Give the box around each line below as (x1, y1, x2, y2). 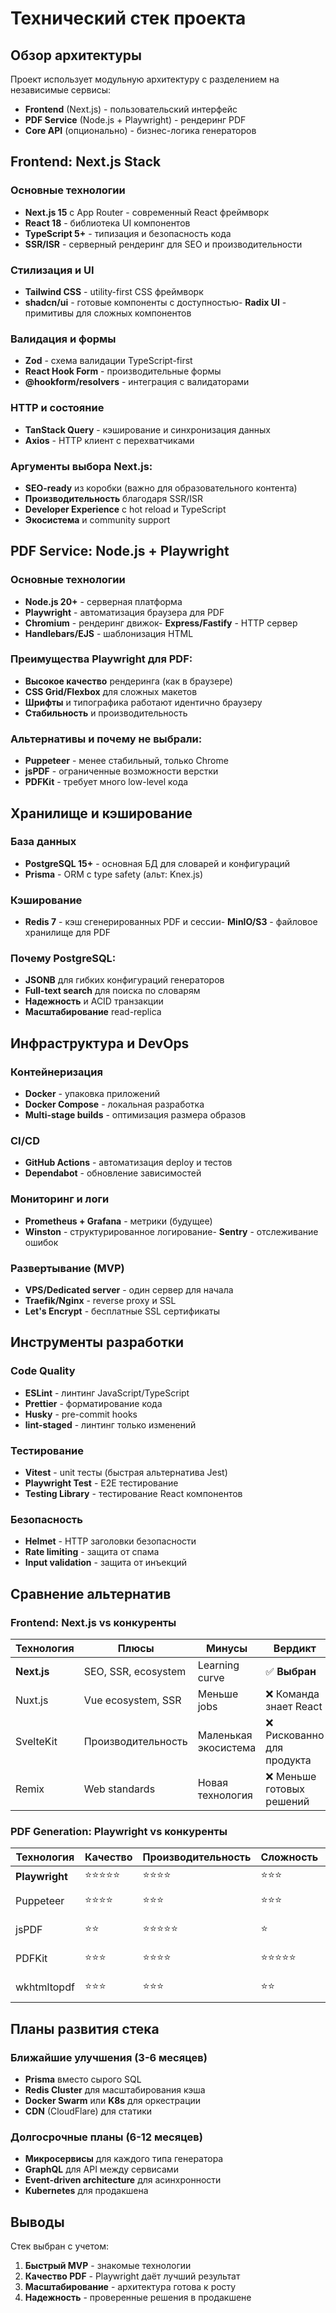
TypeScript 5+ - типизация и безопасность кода (24, 227, 232, 239)
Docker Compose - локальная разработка (24, 1098, 205, 1111)
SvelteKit (15, 1734, 58, 1748)
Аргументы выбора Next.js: (10, 459, 153, 473)
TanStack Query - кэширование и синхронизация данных (24, 423, 271, 436)
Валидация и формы (10, 332, 117, 346)
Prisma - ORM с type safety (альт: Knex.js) (24, 868, 204, 880)
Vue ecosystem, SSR (83, 1693, 182, 1707)
